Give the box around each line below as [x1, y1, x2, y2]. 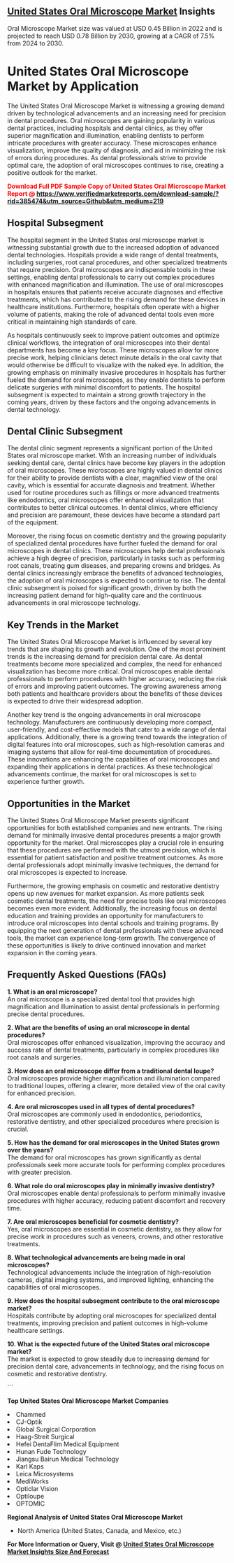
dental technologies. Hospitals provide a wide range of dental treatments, [7, 250, 219, 259]
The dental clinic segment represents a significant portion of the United [7, 444, 213, 452]
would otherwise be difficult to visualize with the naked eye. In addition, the [7, 360, 224, 369]
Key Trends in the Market [7, 619, 119, 631]
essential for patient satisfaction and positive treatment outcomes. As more [7, 853, 224, 862]
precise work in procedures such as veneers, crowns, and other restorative [7, 1232, 224, 1241]
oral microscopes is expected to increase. [7, 869, 128, 876]
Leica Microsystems [16, 1469, 74, 1478]
